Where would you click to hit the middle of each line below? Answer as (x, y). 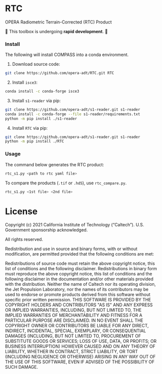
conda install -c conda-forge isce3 (42, 91)
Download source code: (36, 64)
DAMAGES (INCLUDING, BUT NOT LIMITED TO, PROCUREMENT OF (73, 336)
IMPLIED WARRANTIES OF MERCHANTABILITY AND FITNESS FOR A (74, 315)
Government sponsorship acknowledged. (46, 230)
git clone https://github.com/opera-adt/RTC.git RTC (60, 73)
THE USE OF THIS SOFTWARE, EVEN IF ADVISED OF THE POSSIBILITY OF (80, 362)
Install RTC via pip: (30, 128)
